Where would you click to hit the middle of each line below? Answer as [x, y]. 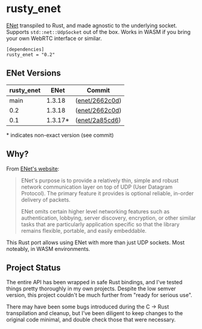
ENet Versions [34, 73]
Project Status [34, 268]
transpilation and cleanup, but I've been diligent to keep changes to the [95, 313]
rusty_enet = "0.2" [31, 54]
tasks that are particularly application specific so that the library [100, 224]
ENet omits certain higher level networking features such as [95, 211]
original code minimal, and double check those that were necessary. [91, 320]
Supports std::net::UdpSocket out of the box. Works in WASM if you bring [99, 31]
